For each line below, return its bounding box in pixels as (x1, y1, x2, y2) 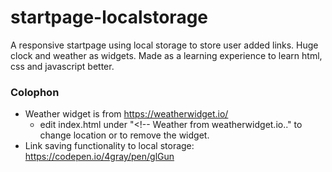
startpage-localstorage (10, 6, 209, 29)
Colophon (10, 85, 60, 99)
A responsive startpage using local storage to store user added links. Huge (10, 39, 319, 51)
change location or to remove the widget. (39, 129, 210, 141)
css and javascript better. (10, 60, 115, 72)
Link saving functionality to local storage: (24, 140, 195, 152)
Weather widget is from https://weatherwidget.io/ (24, 108, 229, 120)
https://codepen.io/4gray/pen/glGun (24, 151, 175, 163)
